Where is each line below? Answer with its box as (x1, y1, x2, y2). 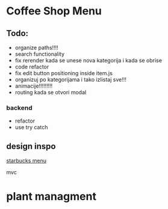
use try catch (14, 124, 48, 131)
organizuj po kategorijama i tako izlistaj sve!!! (14, 76, 126, 83)
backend (6, 103, 33, 112)
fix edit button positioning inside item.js (14, 70, 113, 76)
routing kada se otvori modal (14, 89, 87, 95)
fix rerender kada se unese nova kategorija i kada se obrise (14, 57, 163, 64)
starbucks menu (6, 157, 47, 165)
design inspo (6, 141, 56, 151)
